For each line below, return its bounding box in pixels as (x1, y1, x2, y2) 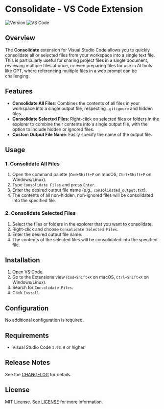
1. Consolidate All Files (5, 160, 60, 167)
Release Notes (5, 358, 50, 367)
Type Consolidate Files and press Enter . (12, 182, 96, 188)
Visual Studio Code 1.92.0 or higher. (12, 344, 86, 350)
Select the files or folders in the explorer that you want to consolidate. (12, 221, 153, 227)
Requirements (5, 331, 49, 339)
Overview (5, 34, 36, 42)
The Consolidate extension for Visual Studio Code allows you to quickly (5, 47, 150, 52)
